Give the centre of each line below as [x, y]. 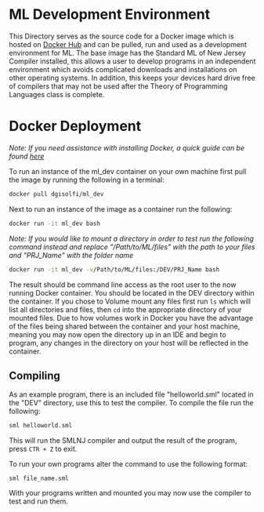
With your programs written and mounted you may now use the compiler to [130, 493]
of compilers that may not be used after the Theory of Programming [118, 86]
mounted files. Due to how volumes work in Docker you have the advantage [131, 318]
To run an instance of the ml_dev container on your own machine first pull [128, 171]
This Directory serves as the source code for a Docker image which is [121, 36]
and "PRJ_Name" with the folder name [71, 255]
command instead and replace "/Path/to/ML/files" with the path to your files [132, 247]
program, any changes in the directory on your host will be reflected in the [129, 343]
